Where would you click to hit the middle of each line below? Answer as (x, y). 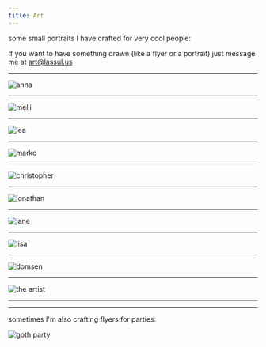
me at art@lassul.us (40, 62)
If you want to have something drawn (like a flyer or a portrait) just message (132, 53)
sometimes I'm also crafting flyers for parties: (82, 319)
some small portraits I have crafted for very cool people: (100, 38)
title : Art (26, 15)
